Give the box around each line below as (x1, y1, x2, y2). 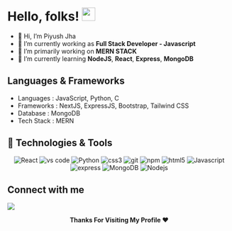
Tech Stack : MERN (17, 116, 74, 125)
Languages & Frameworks (7, 75, 126, 87)
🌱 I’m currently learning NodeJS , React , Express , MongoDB (17, 54, 194, 63)
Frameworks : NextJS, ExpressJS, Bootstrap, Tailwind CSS (17, 101, 189, 110)
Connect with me (7, 184, 85, 196)
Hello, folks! (7, 9, 79, 25)
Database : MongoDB (17, 108, 80, 117)
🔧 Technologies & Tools (7, 137, 113, 149)
